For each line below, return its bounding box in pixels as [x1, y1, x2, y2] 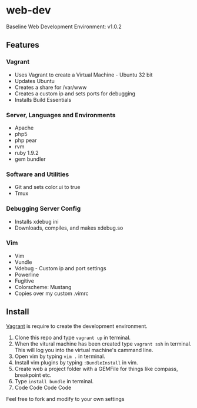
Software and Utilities [6, 170, 69, 178]
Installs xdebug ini [14, 218, 59, 225]
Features [6, 40, 39, 50]
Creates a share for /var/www [14, 84, 87, 91]
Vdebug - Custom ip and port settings [14, 264, 107, 271]
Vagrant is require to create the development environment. [6, 322, 148, 330]
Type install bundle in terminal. [14, 377, 94, 384]
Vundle [14, 258, 32, 266]
